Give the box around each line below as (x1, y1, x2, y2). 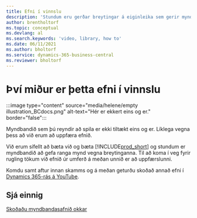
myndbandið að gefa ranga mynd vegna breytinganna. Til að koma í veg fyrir (6, 150, 191, 157)
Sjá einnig (6, 190, 43, 200)
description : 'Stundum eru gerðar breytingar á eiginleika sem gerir (6, 14, 180, 20)
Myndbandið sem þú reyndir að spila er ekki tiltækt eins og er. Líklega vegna (6, 126, 191, 133)
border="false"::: (6, 115, 47, 122)
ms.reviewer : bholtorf (6, 57, 62, 63)
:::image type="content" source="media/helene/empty (6, 102, 138, 109)
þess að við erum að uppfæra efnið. (6, 132, 93, 139)
